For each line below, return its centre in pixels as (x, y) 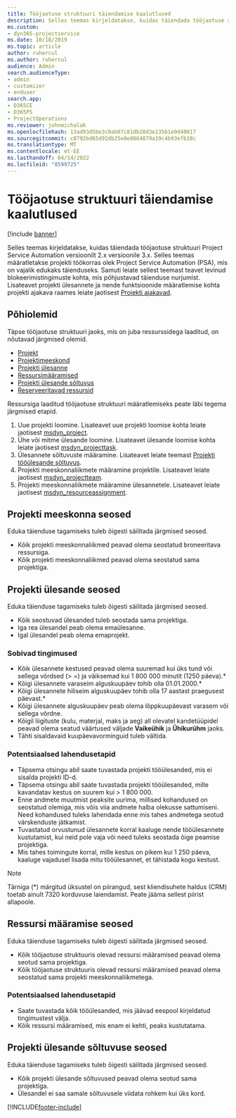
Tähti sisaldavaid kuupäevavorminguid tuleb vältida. (92, 736)
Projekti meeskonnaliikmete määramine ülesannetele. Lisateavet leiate (118, 485)
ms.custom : (23, 27)
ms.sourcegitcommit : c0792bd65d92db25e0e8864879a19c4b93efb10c (102, 138)
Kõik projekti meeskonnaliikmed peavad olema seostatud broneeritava (119, 545)
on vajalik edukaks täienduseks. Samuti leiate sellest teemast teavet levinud (117, 270)
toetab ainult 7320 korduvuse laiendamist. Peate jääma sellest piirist (106, 894)
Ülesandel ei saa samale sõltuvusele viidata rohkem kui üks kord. (111, 1093)
